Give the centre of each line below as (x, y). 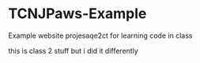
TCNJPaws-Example (77, 14)
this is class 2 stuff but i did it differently (73, 50)
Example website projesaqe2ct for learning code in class (100, 35)
